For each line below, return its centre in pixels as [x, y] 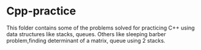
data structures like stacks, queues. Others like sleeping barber [86, 34]
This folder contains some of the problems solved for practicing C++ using [100, 28]
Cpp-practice [41, 11]
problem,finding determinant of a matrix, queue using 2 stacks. [86, 40]
